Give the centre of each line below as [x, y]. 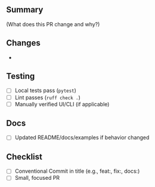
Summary [25, 10]
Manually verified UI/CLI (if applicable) [62, 104]
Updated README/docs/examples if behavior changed [82, 137]
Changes [23, 43]
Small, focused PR [37, 178]
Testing [21, 76]
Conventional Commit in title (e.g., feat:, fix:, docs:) [77, 171]
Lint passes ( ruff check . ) [47, 97]
